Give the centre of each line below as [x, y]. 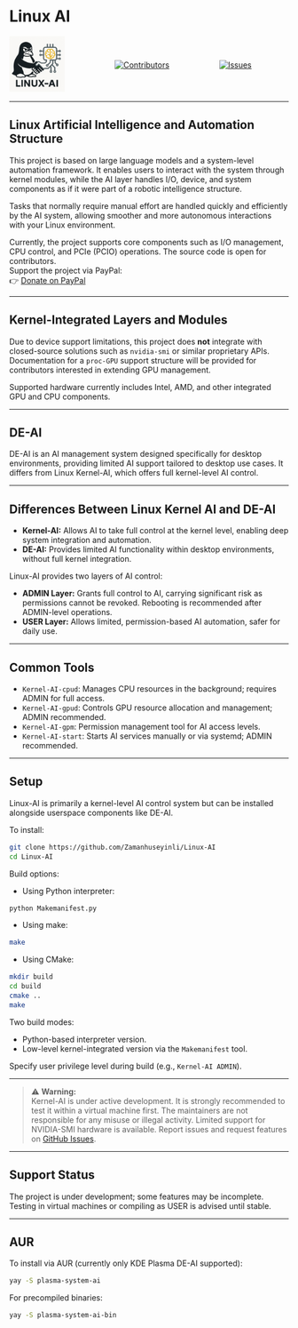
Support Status [52, 1175]
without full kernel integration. [77, 559]
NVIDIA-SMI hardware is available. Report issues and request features [159, 1129]
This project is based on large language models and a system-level [132, 160]
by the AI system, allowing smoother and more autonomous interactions [141, 215]
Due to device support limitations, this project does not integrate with [136, 341]
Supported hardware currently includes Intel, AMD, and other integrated [141, 387]
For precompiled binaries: [56, 1298]
